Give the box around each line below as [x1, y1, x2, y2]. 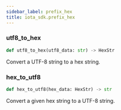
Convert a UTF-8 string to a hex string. [6, 58, 100, 65]
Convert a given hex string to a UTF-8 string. [6, 97, 115, 104]
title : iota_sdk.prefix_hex [6, 14, 76, 20]
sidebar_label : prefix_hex [6, 8, 73, 15]
